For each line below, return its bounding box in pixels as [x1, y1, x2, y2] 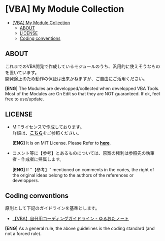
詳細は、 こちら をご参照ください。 [12, 130, 82, 136]
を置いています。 [5, 69, 39, 75]
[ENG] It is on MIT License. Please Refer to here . [12, 140, 111, 146]
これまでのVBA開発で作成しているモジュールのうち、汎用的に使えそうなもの [5, 63, 161, 69]
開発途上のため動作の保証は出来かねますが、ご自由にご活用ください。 [5, 75, 148, 82]
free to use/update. [5, 96, 44, 102]
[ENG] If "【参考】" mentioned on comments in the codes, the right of [12, 166, 154, 173]
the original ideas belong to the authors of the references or [12, 172, 134, 178]
